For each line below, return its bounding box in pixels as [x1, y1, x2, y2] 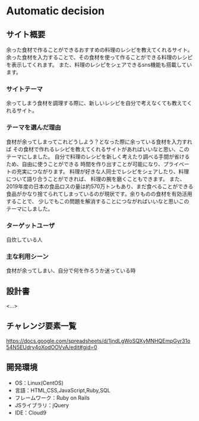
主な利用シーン [6, 252, 49, 260]
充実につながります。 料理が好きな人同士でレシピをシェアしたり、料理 [16, 168, 189, 175]
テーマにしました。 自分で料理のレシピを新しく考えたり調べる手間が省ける [6, 153, 190, 160]
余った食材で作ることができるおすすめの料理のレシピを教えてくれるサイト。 [6, 46, 193, 53]
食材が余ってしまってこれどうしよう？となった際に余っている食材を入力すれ [6, 138, 192, 145]
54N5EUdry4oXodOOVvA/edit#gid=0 [6, 344, 97, 351]
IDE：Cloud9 [14, 409, 46, 416]
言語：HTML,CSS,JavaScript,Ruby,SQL [14, 386, 111, 394]
